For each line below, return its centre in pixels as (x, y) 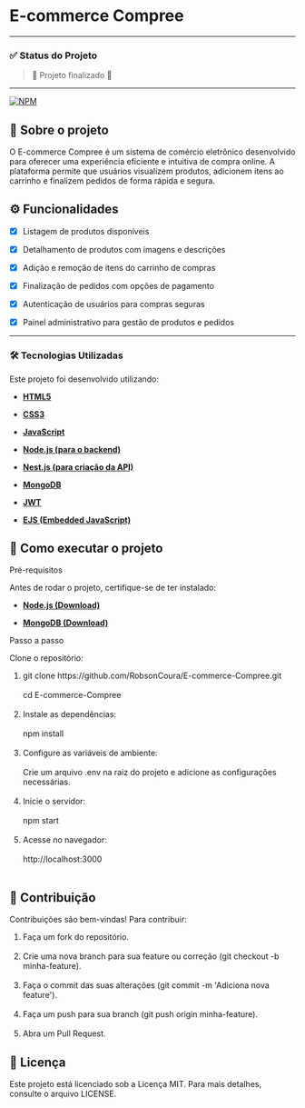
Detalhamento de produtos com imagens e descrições (124, 249)
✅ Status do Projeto (54, 55)
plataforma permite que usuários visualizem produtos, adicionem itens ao (147, 171)
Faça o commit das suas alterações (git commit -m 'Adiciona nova (146, 985)
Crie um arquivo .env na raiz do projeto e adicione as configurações (149, 773)
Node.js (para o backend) (71, 449)
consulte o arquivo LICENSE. (63, 1093)
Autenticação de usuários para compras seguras (114, 304)
